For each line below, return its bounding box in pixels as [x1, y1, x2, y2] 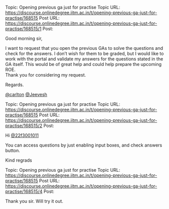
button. [5, 148, 20, 153]
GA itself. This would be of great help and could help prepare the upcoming [5, 61, 162, 67]
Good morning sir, [5, 35, 43, 41]
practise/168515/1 [5, 26, 42, 32]
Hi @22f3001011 [5, 132, 39, 138]
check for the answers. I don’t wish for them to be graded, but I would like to [5, 50, 164, 56]
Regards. [5, 82, 24, 88]
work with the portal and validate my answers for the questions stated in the [5, 56, 163, 62]
